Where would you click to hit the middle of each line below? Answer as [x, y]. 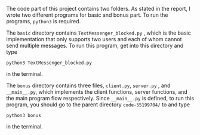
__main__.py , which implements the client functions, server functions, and [97, 92]
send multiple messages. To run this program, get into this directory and [95, 45]
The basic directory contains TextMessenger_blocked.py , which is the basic [99, 33]
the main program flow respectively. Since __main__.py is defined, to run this [100, 98]
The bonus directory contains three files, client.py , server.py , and [88, 85]
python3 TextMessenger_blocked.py [49, 63]
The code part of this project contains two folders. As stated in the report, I [99, 9]
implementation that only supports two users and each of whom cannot [94, 39]
